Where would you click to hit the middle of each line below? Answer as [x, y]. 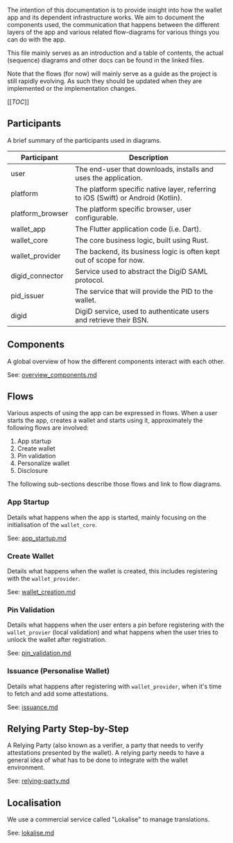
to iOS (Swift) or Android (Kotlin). [129, 198]
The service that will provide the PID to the [144, 291]
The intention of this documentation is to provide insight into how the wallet [115, 10]
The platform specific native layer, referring [146, 189]
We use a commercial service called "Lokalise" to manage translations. [109, 819]
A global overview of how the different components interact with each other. [116, 361]
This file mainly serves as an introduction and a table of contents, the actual [115, 53]
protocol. [90, 280]
